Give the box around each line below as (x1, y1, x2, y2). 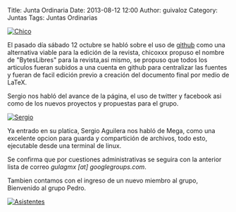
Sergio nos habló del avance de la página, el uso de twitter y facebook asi (7, 92, 222, 100)
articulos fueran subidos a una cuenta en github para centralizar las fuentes (7, 63, 228, 71)
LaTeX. (7, 78, 27, 87)
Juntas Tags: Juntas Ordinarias (7, 13, 98, 22)
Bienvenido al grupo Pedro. (7, 184, 87, 192)
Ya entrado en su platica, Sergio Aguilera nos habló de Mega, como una (7, 127, 216, 135)
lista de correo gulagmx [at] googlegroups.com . (7, 163, 147, 171)
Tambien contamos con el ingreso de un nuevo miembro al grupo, (7, 176, 199, 185)
